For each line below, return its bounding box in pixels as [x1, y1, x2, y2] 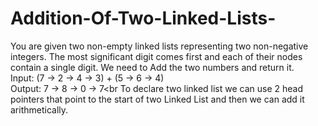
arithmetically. [10, 103, 69, 116]
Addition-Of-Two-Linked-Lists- [10, 7, 277, 30]
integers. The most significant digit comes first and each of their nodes [10, 50, 303, 62]
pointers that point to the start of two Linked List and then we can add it [10, 93, 305, 105]
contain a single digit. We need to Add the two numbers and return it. [10, 61, 295, 73]
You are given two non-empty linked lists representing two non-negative [10, 40, 309, 52]
